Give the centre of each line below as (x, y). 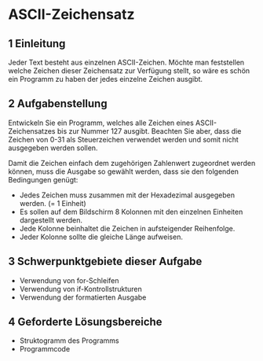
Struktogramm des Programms (69, 341)
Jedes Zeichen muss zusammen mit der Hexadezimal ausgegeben (127, 195)
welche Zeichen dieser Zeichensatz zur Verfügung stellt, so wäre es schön (129, 71)
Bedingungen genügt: (43, 179)
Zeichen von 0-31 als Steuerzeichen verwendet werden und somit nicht (124, 139)
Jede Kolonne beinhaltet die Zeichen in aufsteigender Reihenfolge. (127, 228)
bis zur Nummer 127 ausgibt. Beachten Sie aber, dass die (149, 131)
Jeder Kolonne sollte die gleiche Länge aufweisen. (101, 237)
